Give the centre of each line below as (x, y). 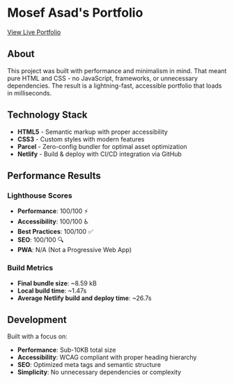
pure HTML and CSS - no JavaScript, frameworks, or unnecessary (103, 78)
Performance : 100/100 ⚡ (53, 211)
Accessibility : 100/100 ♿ (53, 221)
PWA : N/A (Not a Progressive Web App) (75, 250)
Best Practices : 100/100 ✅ (55, 232)
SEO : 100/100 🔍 (40, 240)
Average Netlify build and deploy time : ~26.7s (84, 298)
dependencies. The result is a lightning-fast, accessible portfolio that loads (115, 86)
